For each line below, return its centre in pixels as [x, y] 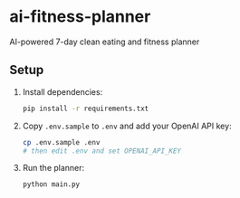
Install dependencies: [62, 91]
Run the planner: [53, 168]
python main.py [51, 184]
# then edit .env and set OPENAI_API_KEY [101, 151]
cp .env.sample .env [61, 142]
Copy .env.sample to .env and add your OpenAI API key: [127, 126]
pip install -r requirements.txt [86, 108]
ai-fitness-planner [80, 17]
